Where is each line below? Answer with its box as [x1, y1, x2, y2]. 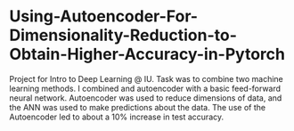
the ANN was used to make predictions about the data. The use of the [9, 102, 265, 112]
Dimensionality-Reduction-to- [9, 25, 238, 45]
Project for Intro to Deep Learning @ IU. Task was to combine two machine [9, 73, 283, 84]
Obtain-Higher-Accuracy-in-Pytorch [9, 45, 285, 64]
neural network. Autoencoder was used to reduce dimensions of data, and [9, 92, 282, 103]
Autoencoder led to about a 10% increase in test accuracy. [9, 111, 225, 122]
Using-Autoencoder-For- [9, 6, 199, 27]
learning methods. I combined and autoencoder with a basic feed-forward [9, 83, 282, 94]
